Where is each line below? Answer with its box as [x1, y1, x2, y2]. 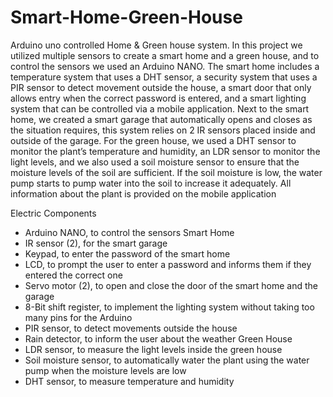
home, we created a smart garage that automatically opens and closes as [10, 113, 313, 125]
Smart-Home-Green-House [10, 6, 243, 29]
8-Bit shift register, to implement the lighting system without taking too [24, 301, 315, 313]
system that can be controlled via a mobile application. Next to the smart [10, 102, 310, 115]
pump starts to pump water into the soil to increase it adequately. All [10, 177, 292, 189]
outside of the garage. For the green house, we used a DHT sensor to [10, 134, 297, 146]
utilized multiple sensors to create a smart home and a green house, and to [10, 49, 320, 61]
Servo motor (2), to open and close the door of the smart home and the [24, 279, 319, 291]
